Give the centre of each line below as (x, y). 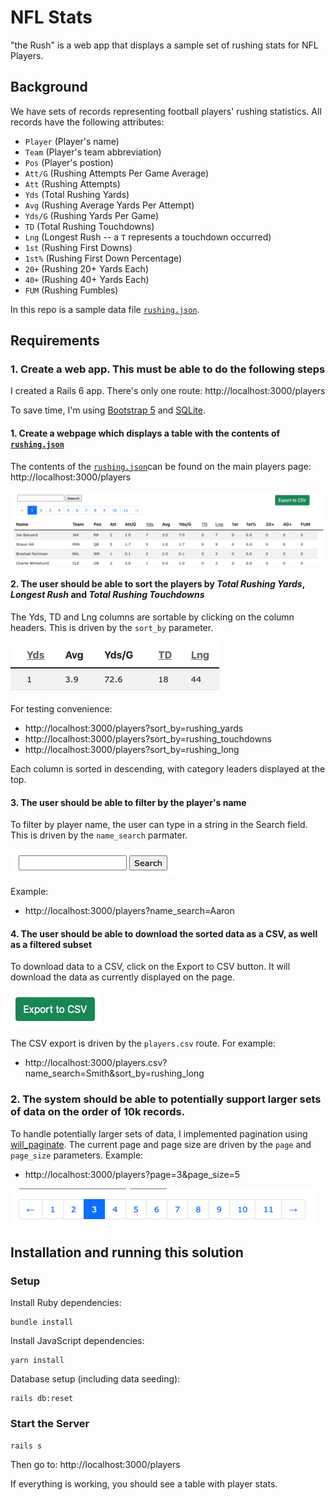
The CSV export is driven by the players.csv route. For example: (143, 1043)
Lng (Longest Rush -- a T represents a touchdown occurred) (148, 237)
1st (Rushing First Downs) (78, 247)
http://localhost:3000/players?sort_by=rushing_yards (134, 728)
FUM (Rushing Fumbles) (71, 290)
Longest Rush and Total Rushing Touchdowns (107, 595)
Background (49, 87)
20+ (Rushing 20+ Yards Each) (87, 268)
